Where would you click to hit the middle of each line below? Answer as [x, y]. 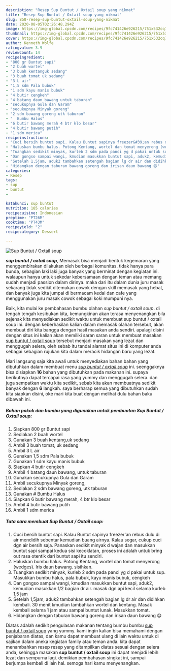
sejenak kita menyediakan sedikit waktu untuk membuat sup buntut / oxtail [84, 319]
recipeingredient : [25, 57]
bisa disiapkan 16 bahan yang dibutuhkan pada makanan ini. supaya [77, 372]
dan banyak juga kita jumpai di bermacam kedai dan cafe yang [71, 293]
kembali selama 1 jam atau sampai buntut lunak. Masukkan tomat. [81, 610]
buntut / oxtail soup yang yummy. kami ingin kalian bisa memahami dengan [84, 630]
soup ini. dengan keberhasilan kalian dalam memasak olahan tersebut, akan [85, 324]
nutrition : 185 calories [32, 208]
